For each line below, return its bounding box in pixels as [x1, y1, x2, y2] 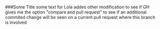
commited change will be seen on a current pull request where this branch [5, 14, 156, 20]
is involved [5, 19, 27, 25]
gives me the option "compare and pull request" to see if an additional [5, 9, 147, 15]
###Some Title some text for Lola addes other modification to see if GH [5, 4, 150, 10]
